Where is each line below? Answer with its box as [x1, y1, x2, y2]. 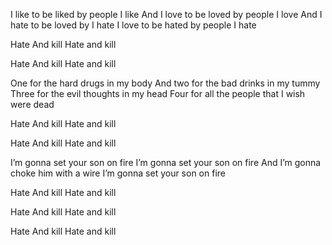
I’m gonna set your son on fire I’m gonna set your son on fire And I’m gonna [10, 157, 322, 168]
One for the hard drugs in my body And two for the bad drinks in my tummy [10, 77, 321, 89]
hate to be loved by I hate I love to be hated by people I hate [10, 19, 257, 31]
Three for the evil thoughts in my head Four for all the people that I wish [10, 88, 306, 99]
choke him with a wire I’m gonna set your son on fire [10, 167, 226, 179]
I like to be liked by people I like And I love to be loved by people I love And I [10, 9, 323, 20]
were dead [10, 99, 55, 110]
